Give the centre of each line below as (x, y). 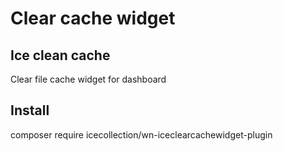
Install (30, 110)
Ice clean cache (60, 55)
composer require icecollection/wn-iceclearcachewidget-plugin (141, 134)
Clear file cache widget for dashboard (88, 79)
